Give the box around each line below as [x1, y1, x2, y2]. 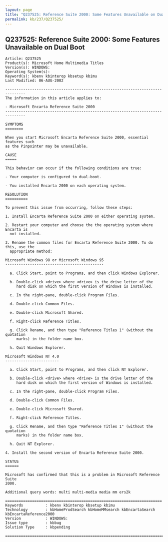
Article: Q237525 [5, 56, 41, 62]
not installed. [9, 231, 41, 237]
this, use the [5, 245, 35, 250]
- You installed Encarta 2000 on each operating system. [5, 183, 126, 188]
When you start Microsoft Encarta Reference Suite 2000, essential [5, 135, 149, 140]
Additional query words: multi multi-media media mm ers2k [5, 490, 131, 495]
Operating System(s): [5, 70, 50, 75]
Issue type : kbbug [5, 520, 61, 525]
